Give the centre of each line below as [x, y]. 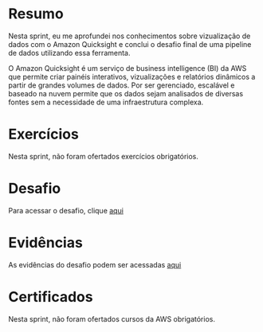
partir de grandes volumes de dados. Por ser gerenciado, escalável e [122, 85]
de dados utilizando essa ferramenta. [69, 53]
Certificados [51, 297]
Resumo [36, 14]
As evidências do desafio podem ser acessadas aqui [95, 264]
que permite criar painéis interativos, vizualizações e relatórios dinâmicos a [132, 76]
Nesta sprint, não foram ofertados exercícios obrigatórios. [104, 156]
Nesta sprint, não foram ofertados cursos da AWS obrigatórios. [112, 318]
